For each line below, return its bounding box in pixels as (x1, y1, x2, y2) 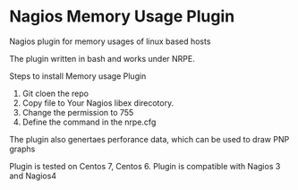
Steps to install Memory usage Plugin (9, 70, 147, 82)
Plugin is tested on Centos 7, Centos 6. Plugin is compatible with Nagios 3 (9, 160, 281, 171)
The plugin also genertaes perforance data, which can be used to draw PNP (9, 134, 290, 144)
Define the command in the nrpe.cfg (21, 117, 157, 127)
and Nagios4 (9, 170, 56, 181)
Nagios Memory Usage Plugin (9, 6, 235, 27)
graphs (9, 143, 36, 154)
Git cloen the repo (21, 88, 89, 99)
